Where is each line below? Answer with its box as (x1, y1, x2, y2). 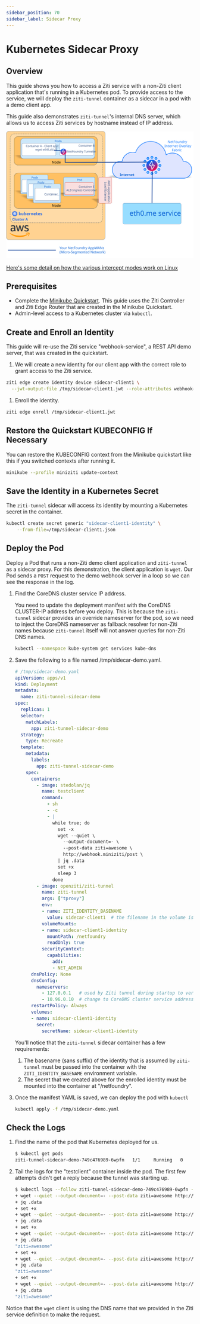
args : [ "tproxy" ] (41, 895, 85, 902)
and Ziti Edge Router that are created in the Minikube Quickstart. (14, 304, 173, 311)
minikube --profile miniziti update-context (6, 469, 118, 475)
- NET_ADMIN (52, 965, 82, 971)
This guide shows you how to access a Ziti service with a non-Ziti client (6, 82, 182, 89)
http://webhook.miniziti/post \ (62, 852, 143, 858)
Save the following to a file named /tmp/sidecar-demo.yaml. (14, 656, 162, 663)
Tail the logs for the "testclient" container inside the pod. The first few (14, 1167, 186, 1175)
